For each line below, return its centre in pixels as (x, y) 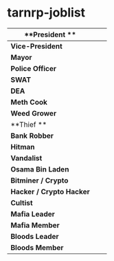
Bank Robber (32, 136)
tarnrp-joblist (46, 13)
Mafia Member (35, 225)
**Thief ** (29, 124)
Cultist (22, 202)
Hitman (23, 147)
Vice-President (37, 46)
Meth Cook (29, 102)
